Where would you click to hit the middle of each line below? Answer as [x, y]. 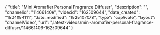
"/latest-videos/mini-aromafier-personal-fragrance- [102, 22]
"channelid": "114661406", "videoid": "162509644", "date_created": [72, 12]
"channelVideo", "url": [27, 22]
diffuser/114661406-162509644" [38, 28]
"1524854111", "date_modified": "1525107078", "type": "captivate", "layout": [80, 17]
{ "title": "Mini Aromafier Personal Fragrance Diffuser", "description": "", [77, 7]
